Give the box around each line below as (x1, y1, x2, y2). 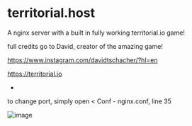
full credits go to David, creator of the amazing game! (7, 42, 163, 50)
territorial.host (7, 5, 96, 21)
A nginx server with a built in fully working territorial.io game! (7, 28, 186, 37)
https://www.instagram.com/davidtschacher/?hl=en (7, 55, 158, 64)
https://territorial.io (7, 69, 62, 78)
